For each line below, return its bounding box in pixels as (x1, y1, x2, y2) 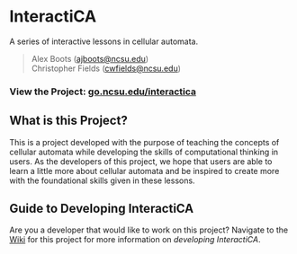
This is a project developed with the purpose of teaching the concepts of (9, 136, 280, 147)
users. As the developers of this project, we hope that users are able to (9, 155, 273, 167)
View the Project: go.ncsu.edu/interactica (9, 85, 196, 98)
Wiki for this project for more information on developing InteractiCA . (9, 234, 261, 245)
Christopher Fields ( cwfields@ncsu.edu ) (31, 63, 182, 74)
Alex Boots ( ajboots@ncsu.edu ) (31, 53, 149, 64)
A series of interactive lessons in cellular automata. (9, 36, 199, 47)
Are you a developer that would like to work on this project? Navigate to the (9, 224, 289, 235)
